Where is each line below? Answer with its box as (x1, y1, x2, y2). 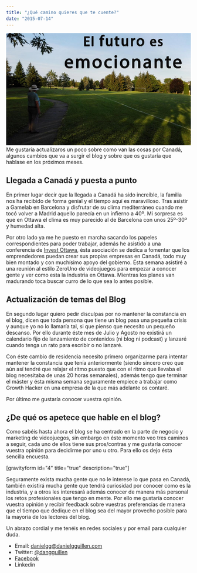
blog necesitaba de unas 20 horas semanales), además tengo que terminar (6, 371, 188, 379)
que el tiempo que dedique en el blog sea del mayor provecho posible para (6, 507, 188, 514)
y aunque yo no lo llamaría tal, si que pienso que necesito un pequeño (6, 322, 175, 329)
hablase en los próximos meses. (6, 158, 84, 165)
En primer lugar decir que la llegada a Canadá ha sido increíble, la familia (6, 191, 182, 198)
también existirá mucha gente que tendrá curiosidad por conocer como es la (6, 482, 191, 489)
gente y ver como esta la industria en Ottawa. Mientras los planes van (6, 271, 175, 278)
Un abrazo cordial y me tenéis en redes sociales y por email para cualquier (6, 525, 186, 532)
